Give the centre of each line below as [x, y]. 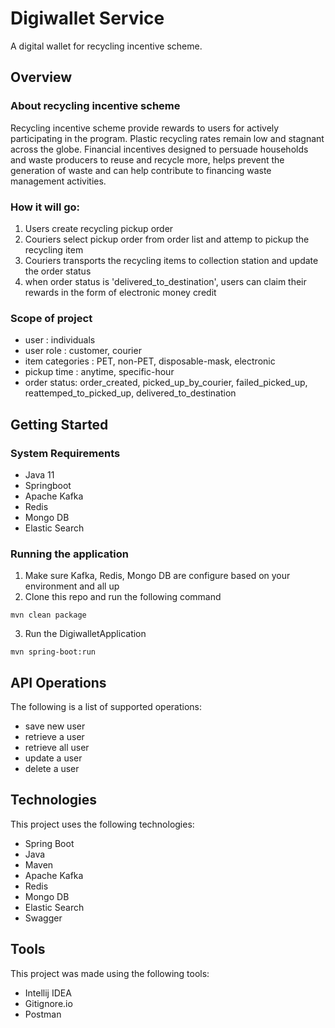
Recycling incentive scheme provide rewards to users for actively [145, 128]
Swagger [43, 918]
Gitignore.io [48, 1003]
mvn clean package [48, 615]
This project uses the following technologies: [102, 824]
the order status [58, 271]
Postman [43, 1014]
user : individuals [60, 340]
